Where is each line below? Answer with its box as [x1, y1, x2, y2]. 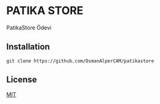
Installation [6, 42, 50, 52]
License [6, 75, 37, 85]
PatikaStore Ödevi [6, 24, 52, 31]
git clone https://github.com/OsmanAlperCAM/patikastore [6, 58, 155, 64]
